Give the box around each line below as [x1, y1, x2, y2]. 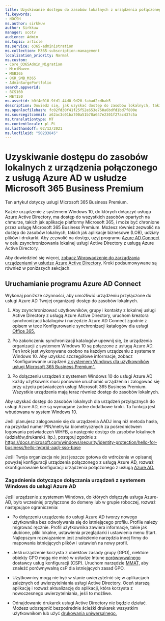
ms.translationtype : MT [5, 116, 54, 122]
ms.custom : [5, 57, 27, 62]
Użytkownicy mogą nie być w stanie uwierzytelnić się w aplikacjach [12, 575, 149, 581]
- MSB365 [5, 71, 23, 76]
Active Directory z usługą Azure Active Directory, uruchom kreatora [12, 312, 149, 318]
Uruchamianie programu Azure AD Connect [5, 280, 141, 288]
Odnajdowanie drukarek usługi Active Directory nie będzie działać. [12, 600, 147, 606]
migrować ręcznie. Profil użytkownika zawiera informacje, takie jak [12, 524, 147, 531]
